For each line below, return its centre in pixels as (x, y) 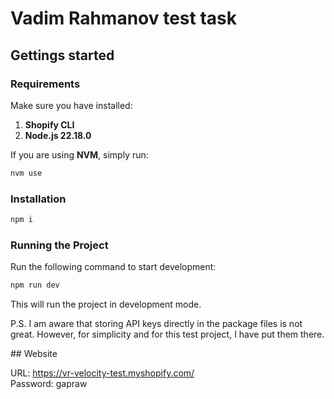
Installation (38, 199)
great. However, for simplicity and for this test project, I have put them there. (167, 334)
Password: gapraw (49, 384)
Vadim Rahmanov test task (123, 18)
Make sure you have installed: (71, 105)
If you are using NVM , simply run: (79, 154)
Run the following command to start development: (113, 267)
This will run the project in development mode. (106, 304)
